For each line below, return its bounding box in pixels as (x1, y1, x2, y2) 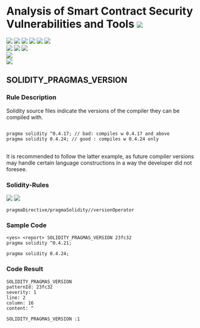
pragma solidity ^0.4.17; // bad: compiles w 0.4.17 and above (6, 131, 170, 137)
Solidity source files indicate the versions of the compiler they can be (6, 107, 180, 114)
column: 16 (6, 299, 34, 306)
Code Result (6, 265, 44, 273)
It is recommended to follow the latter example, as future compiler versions (6, 152, 195, 160)
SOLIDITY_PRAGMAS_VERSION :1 (6, 316, 80, 322)
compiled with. (6, 114, 44, 121)
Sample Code (6, 220, 47, 229)
